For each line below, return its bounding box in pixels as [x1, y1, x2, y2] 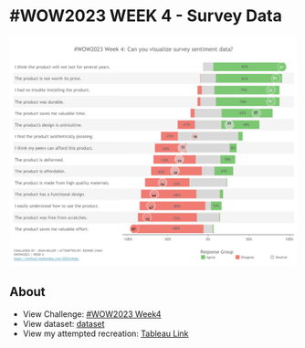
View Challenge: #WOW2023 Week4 [22, 308, 162, 320]
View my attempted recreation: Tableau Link [22, 328, 189, 339]
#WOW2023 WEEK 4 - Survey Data [9, 5, 283, 26]
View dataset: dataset [22, 318, 105, 329]
